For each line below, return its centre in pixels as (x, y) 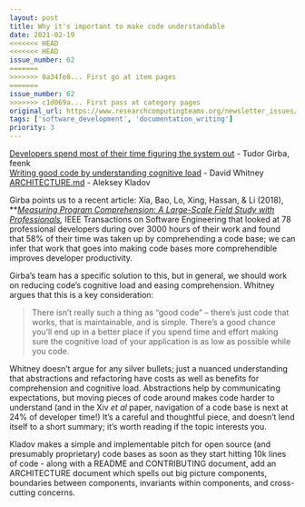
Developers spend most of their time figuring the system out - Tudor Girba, (150, 154)
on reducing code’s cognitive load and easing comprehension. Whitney (142, 285)
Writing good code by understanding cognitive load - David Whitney (137, 173)
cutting (23, 492)
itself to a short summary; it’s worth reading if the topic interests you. (138, 427)
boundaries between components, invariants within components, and (139, 483)
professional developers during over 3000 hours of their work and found (145, 229)
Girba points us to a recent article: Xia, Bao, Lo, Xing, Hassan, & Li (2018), (147, 200)
